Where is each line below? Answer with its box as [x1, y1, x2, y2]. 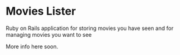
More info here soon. [5, 43, 59, 50]
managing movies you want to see [5, 31, 92, 38]
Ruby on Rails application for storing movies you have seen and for [5, 24, 174, 32]
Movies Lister [5, 4, 76, 18]
